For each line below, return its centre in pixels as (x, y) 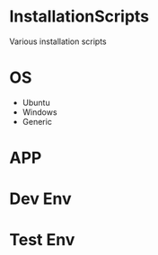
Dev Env (40, 199)
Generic (37, 121)
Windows (39, 112)
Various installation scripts (58, 41)
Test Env (42, 240)
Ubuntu (36, 102)
